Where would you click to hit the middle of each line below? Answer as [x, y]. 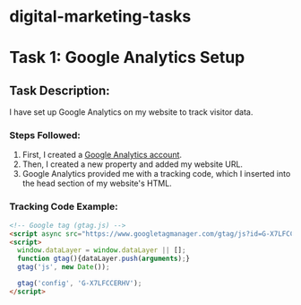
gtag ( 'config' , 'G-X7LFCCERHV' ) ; [80, 283]
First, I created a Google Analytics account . [102, 155]
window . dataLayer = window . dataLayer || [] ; [102, 250]
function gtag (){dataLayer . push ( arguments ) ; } [104, 259]
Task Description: [60, 90]
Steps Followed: [45, 135]
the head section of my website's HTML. [97, 183]
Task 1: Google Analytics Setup [127, 58]
